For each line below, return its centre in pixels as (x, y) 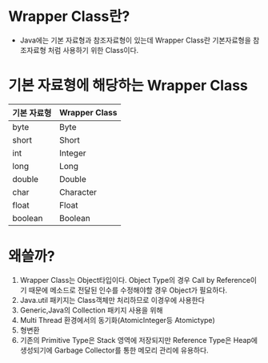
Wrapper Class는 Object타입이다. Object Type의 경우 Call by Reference (135, 280)
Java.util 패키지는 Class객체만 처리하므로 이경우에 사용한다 (112, 300)
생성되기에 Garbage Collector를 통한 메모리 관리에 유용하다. (114, 350)
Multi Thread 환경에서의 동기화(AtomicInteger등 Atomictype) (118, 320)
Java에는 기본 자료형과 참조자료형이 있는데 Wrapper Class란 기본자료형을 (136, 40)
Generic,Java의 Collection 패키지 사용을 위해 (91, 310)
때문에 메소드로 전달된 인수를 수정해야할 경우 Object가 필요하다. (128, 290)
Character (78, 192)
